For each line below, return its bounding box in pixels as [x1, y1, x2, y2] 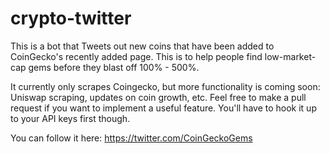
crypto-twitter [10, 7, 132, 30]
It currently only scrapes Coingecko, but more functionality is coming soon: [10, 80, 321, 92]
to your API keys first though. [10, 112, 131, 124]
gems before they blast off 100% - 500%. [28, 61, 200, 73]
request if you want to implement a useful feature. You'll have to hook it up [10, 102, 317, 114]
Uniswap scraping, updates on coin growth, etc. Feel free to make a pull [10, 91, 307, 103]
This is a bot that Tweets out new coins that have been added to [10, 40, 275, 52]
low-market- [264, 50, 317, 62]
